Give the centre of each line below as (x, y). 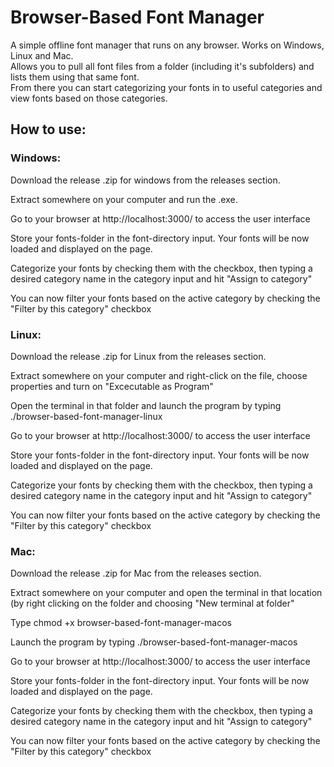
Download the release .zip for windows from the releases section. (145, 180)
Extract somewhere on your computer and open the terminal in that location (166, 593)
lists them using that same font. (75, 77)
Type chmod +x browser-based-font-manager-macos (121, 623)
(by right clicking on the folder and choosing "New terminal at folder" (152, 603)
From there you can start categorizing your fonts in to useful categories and (166, 87)
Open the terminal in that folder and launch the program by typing (146, 405)
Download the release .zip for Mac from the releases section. (136, 573)
